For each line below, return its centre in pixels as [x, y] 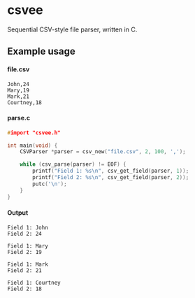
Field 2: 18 [24, 289]
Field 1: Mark [28, 264]
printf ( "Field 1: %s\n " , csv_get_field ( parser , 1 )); [111, 171]
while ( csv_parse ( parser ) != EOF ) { [73, 164]
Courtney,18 [24, 102]
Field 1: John [28, 227]
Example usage [41, 51]
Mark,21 [19, 97]
